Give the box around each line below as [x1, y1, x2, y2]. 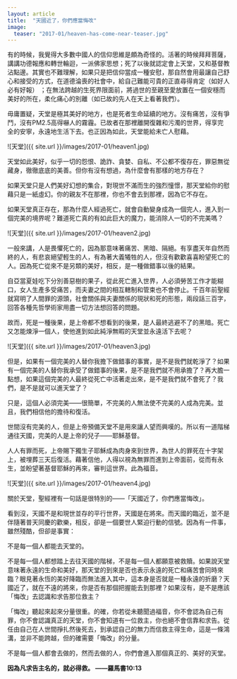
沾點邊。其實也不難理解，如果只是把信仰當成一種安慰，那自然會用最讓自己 [7, 68, 224, 76]
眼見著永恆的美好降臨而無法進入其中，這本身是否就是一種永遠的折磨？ [19, 574, 224, 584]
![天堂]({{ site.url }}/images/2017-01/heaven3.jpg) [7, 342, 151, 351]
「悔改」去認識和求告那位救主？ [7, 592, 100, 601]
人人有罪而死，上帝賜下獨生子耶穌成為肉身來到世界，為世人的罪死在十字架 [7, 446, 224, 455]
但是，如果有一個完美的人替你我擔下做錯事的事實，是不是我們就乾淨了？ [7, 357, 217, 366]
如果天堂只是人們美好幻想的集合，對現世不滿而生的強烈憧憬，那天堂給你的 [7, 181, 224, 190]
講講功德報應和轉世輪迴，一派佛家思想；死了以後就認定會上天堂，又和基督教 [7, 59, 230, 68]
